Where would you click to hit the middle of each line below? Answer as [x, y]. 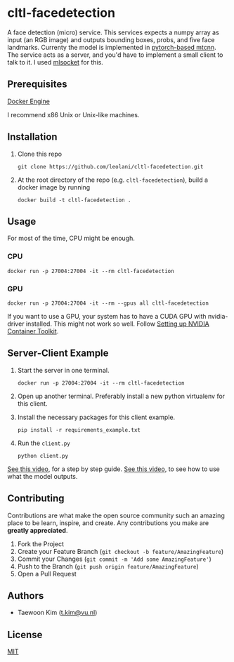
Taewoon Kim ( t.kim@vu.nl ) [57, 613]
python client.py [43, 456]
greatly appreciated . [38, 530]
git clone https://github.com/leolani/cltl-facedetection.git [110, 166]
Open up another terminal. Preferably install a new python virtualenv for [121, 396]
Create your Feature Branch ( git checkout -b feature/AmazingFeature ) [121, 551]
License [25, 634]
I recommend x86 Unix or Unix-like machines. [73, 114]
